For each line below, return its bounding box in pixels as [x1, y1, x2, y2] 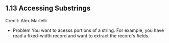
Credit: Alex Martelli [5, 17, 47, 23]
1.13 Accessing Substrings [5, 4, 91, 13]
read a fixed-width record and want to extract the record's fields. [12, 32, 150, 38]
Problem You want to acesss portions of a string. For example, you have [12, 27, 164, 33]
